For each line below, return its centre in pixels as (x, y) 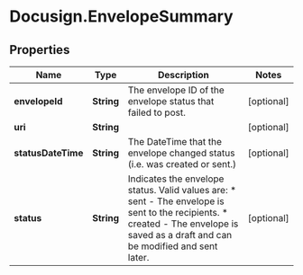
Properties (40, 50)
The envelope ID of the (176, 90)
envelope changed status (181, 153)
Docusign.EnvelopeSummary (121, 17)
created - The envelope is (183, 224)
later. (138, 257)
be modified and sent (173, 246)
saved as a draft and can (180, 235)
